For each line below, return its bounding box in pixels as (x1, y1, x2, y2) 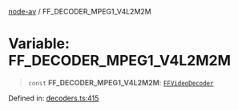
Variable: (8, 35, 71, 53)
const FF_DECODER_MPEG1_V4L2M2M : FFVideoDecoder (27, 77, 214, 87)
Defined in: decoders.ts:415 (8, 93, 99, 103)
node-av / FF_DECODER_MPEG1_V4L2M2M (8, 7, 151, 16)
